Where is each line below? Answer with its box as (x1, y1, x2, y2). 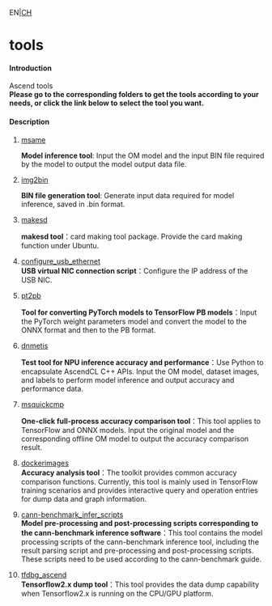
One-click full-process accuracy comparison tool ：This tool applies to (20, 416, 261, 426)
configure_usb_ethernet (20, 256, 100, 266)
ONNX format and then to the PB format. (20, 324, 156, 335)
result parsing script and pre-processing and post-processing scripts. (20, 545, 254, 555)
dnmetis (20, 341, 49, 350)
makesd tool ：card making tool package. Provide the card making (20, 231, 243, 241)
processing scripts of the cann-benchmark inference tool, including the (20, 536, 260, 546)
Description (9, 117, 50, 126)
